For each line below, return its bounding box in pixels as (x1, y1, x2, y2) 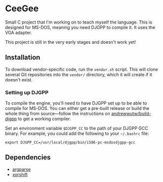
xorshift (12, 171, 28, 177)
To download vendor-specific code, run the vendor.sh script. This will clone (5, 66, 159, 72)
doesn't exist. (5, 77, 33, 82)
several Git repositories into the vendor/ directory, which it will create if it (5, 72, 153, 78)
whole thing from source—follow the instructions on (5, 111, 110, 117)
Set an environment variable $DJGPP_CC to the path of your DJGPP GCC (5, 126, 149, 131)
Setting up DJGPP (5, 89, 49, 96)
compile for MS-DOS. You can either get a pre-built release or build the (5, 105, 149, 111)
